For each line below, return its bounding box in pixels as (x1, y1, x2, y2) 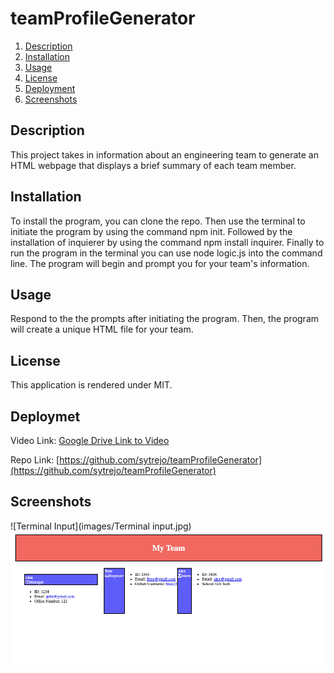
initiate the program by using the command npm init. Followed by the (10, 225, 293, 237)
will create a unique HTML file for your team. (10, 323, 194, 336)
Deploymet (10, 408, 81, 425)
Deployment (24, 82, 76, 94)
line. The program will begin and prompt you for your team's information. (10, 257, 310, 269)
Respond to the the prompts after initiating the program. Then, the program (10, 313, 320, 325)
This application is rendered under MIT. (10, 379, 173, 391)
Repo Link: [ (10, 454, 60, 466)
